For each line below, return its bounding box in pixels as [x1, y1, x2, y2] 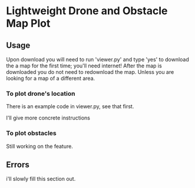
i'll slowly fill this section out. [6, 176, 76, 183]
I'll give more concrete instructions [6, 114, 90, 122]
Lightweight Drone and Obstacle [6, 4, 168, 18]
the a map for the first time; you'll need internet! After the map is [6, 62, 162, 69]
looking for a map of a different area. [6, 75, 95, 82]
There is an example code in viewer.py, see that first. [6, 103, 134, 110]
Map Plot [6, 17, 51, 30]
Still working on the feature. [6, 142, 74, 150]
